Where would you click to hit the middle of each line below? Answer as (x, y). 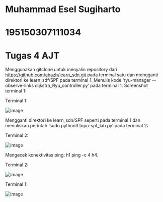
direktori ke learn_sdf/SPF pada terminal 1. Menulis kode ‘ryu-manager (78, 80)
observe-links (20, 86)
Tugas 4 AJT (32, 55)
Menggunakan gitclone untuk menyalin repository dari (61, 70)
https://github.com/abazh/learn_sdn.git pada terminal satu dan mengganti (82, 75)
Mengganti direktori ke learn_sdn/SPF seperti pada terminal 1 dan (73, 120)
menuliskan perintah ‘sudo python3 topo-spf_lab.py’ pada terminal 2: (77, 126)
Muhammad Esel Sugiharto (63, 9)
